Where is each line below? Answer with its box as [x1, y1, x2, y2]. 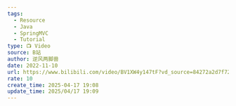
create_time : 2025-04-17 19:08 [7, 82, 99, 89]
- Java [13, 23, 33, 30]
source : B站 [7, 50, 41, 56]
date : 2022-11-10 [7, 62, 58, 69]
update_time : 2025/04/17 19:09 [7, 88, 99, 95]
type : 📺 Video [7, 43, 51, 50]
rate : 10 [7, 75, 33, 82]
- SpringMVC [13, 29, 49, 37]
